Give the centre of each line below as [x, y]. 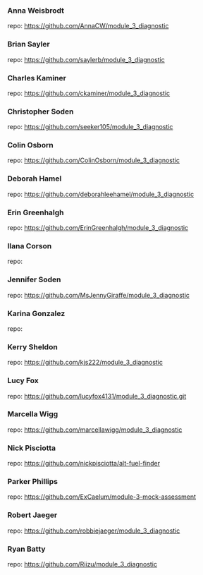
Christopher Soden [41, 111]
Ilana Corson [30, 246]
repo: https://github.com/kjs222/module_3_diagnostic [85, 363]
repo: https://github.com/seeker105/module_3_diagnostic [90, 127]
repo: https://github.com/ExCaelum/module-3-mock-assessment [101, 497]
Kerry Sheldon [32, 346]
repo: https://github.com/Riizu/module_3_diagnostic [82, 564]
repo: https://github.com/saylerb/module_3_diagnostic [86, 59]
